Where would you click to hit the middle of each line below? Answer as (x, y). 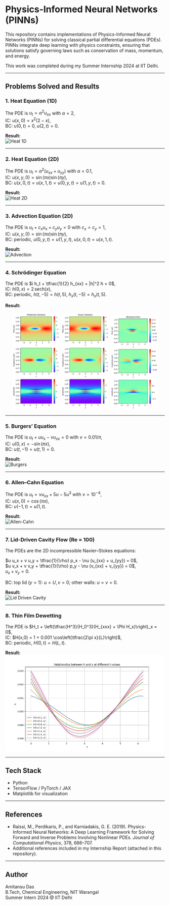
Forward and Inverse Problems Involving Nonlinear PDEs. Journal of (83, 837)
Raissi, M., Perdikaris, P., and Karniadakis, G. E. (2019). (70, 827)
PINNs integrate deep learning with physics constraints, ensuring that (78, 45)
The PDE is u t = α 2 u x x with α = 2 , (40, 113)
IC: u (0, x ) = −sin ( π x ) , (28, 444)
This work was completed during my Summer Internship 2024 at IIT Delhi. (82, 66)
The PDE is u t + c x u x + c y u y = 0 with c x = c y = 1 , (56, 228)
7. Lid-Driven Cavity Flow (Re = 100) (50, 539)
